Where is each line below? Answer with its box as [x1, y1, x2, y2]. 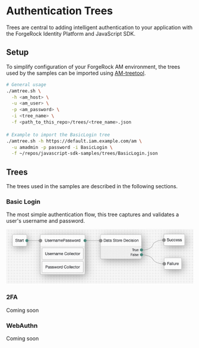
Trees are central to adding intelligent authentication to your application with [6, 24, 193, 31]
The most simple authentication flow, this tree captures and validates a [6, 211, 179, 218]
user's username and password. [6, 217, 85, 224]
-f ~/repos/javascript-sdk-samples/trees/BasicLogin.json [11, 150, 159, 157]
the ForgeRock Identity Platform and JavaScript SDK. [6, 30, 135, 37]
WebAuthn [6, 321, 38, 330]
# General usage [6, 81, 46, 87]
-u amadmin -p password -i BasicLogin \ [11, 144, 113, 150]
